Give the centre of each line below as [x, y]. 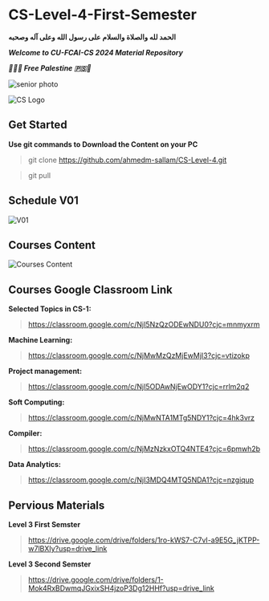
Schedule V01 [43, 201]
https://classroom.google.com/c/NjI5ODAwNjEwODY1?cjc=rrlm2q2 [139, 387]
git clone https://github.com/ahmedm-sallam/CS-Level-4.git [127, 160]
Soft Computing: [37, 402]
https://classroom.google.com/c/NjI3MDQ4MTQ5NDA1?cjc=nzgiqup [141, 480]
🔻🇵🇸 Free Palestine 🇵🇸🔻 [50, 68]
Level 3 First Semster [45, 524]
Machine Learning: [41, 340]
